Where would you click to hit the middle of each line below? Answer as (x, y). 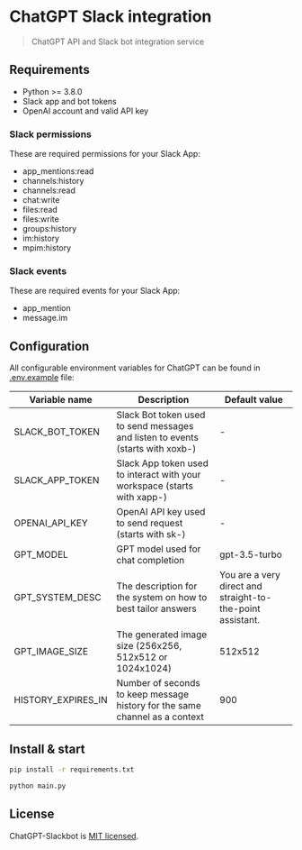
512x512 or (142, 657)
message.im (45, 318)
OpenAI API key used (161, 512)
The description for (157, 586)
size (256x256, (149, 646)
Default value (253, 400)
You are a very (250, 575)
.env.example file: (42, 378)
